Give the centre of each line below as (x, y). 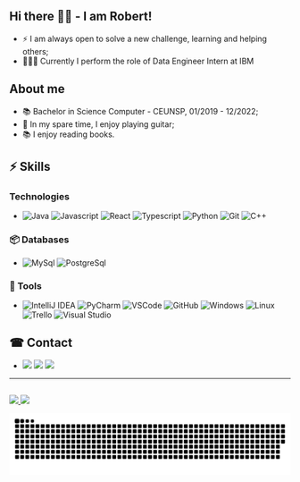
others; (35, 51)
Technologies (39, 196)
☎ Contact (41, 343)
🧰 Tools (25, 285)
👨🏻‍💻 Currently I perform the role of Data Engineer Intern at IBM (138, 61)
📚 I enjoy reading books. (68, 134)
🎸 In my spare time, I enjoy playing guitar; (98, 124)
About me (37, 89)
